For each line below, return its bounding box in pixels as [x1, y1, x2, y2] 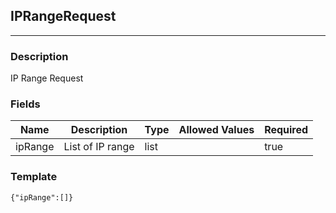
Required [264, 123, 309, 137]
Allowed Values [178, 123, 255, 137]
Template [10, 170, 58, 184]
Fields [10, 97, 41, 111]
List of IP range [63, 140, 135, 154]
